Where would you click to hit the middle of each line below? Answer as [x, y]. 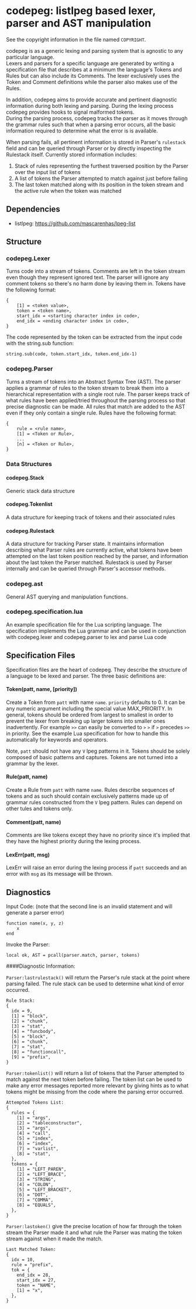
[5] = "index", [35, 1138]
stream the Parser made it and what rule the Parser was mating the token [94, 1233]
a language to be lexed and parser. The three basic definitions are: [86, 676]
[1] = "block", [30, 1016]
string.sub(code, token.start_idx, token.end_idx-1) [72, 354]
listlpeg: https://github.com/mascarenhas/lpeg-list [75, 223]
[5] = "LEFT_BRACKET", [44, 1190]
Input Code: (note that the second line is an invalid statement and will [89, 906]
